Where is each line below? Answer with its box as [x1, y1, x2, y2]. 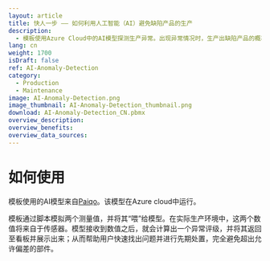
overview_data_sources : [8, 131, 88, 139]
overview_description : [8, 116, 84, 124]
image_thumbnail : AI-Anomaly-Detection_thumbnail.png [8, 101, 193, 109]
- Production [15, 79, 59, 87]
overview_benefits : [8, 124, 74, 132]
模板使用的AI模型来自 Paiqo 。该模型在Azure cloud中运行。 [8, 196, 201, 206]
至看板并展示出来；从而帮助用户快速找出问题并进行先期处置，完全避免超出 [8, 234, 255, 243]
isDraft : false [8, 57, 59, 65]
